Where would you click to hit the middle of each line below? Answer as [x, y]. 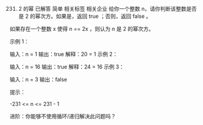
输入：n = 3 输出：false [38, 79]
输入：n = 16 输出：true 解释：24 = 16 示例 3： [67, 67]
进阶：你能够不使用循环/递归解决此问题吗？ [63, 116]
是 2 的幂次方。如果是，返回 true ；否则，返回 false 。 [85, 16]
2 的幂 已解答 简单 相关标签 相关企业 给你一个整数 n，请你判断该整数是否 [107, 9]
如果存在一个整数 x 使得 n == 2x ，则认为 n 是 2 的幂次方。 [82, 29]
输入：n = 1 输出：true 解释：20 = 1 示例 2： [64, 54]
